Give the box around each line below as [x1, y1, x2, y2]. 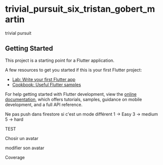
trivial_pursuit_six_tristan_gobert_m [5, 3, 155, 15]
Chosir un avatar [5, 135, 39, 141]
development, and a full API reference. [5, 102, 83, 108]
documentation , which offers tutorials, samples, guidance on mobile [5, 96, 142, 102]
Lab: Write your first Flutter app [12, 76, 76, 82]
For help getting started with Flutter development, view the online [5, 91, 137, 97]
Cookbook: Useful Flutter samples [12, 82, 81, 87]
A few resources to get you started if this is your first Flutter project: [5, 67, 142, 73]
